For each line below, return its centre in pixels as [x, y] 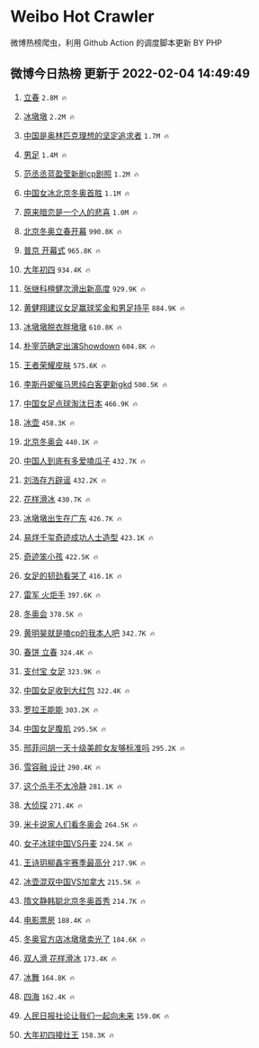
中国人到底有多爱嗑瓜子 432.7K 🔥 [85, 460]
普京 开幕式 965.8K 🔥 [62, 250]
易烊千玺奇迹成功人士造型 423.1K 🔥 [88, 537]
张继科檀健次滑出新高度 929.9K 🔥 [85, 288]
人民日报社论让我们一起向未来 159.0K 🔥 [96, 1016]
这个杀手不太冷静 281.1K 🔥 [72, 786]
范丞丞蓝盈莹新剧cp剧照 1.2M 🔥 [81, 174]
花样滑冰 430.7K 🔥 [57, 499]
